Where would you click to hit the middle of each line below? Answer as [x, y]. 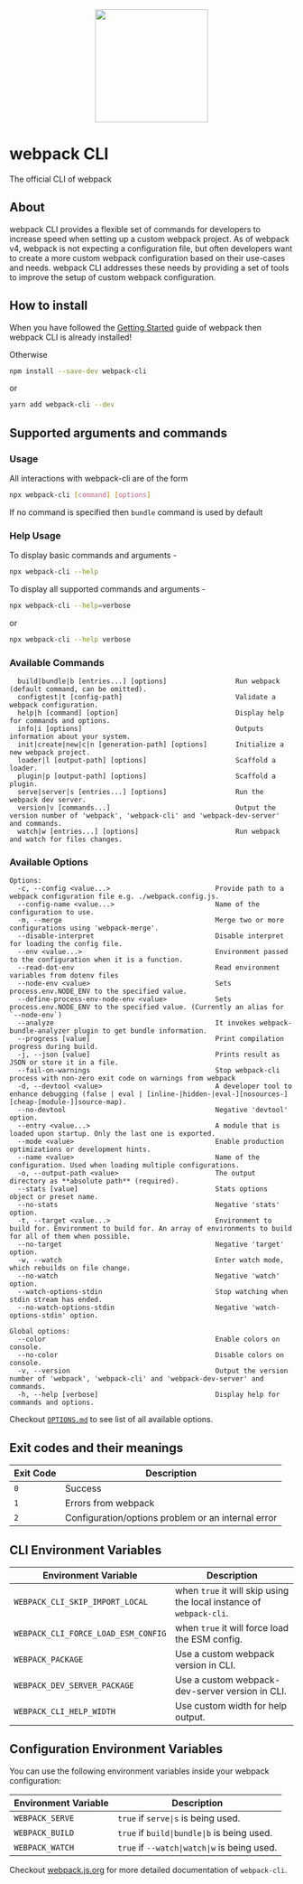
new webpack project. [50, 753]
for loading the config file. [66, 944]
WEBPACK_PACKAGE [49, 1660]
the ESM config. [209, 1639]
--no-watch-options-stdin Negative [133, 1308]
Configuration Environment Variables [116, 1749]
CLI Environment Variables [86, 1550]
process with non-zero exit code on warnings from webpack [123, 1079]
